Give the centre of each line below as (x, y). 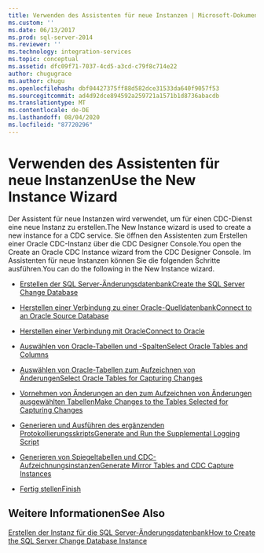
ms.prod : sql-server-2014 (50, 37)
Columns (34, 355)
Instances (35, 473)
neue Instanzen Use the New (102, 180)
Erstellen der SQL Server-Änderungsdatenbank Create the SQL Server (132, 284)
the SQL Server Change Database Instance (78, 540)
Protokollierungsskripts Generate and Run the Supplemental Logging (130, 433)
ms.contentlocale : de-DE (49, 111)
